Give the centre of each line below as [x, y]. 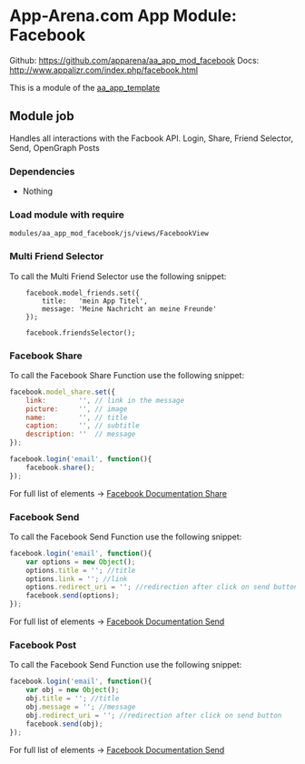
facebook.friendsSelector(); [81, 333]
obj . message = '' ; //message [81, 707]
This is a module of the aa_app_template [85, 87]
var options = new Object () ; [81, 562]
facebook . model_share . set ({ [63, 392]
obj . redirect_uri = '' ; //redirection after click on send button [154, 715]
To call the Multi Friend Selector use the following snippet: [118, 276]
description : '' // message [81, 434]
